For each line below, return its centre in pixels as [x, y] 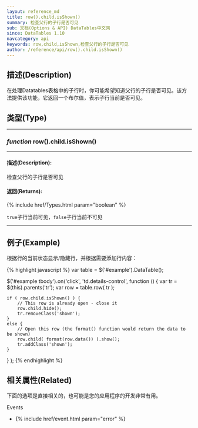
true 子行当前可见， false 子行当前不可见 [55, 217]
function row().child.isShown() [52, 141]
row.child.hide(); [40, 308]
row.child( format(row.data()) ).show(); [68, 339]
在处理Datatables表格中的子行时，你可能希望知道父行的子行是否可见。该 [94, 90]
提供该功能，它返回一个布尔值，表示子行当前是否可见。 [78, 97]
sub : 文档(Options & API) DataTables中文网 [58, 28]
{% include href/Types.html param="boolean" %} [66, 205]
